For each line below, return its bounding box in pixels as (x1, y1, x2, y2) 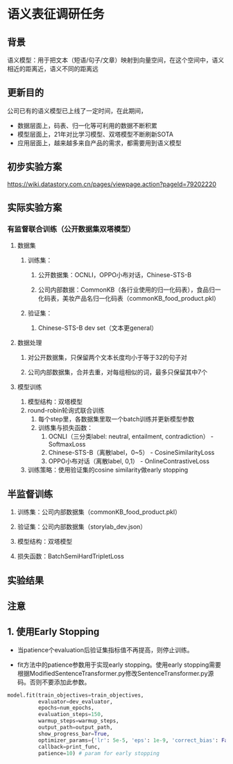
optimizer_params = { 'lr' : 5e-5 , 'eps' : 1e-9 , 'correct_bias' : (37, 737, 218, 744)
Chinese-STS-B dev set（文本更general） (37, 324, 158, 332)
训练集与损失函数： (37, 424, 94, 432)
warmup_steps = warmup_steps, (37, 717, 119, 724)
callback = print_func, (37, 743, 101, 750)
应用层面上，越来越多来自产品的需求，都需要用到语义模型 (17, 138, 182, 147)
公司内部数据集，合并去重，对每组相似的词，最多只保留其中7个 (27, 368, 208, 376)
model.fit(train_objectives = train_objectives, (7, 692, 144, 699)
